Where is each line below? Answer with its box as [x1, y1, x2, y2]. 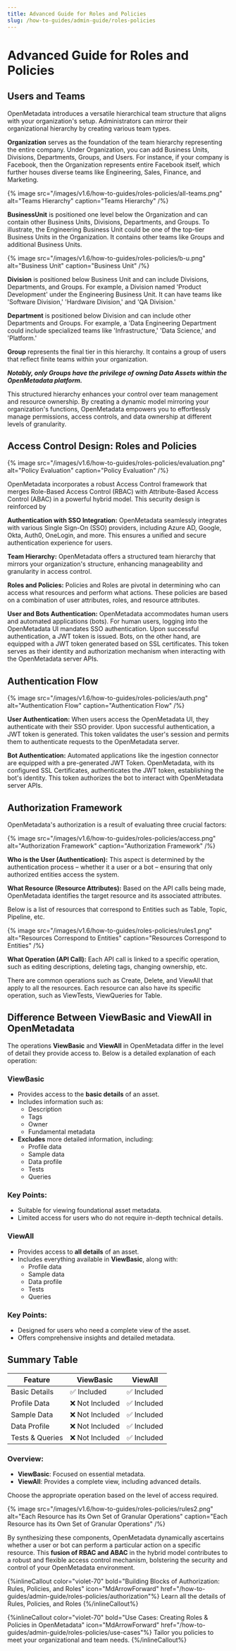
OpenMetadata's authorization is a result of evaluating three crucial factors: [7, 820, 227, 829]
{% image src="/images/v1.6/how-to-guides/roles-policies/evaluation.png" [7, 459, 225, 467]
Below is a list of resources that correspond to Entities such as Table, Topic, [7, 905, 228, 913]
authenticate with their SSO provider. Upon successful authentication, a [7, 723, 215, 731]
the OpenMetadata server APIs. [7, 654, 99, 664]
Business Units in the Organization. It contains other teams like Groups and [7, 232, 225, 241]
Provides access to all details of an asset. [17, 1247, 139, 1256]
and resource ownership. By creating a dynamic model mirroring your [7, 397, 209, 406]
